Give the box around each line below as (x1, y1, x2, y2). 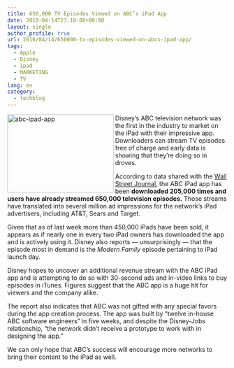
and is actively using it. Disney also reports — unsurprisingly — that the (7, 238, 213, 246)
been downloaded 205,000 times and (115, 187, 227, 195)
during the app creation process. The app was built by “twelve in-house (7, 309, 214, 318)
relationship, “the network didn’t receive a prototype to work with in (7, 325, 201, 332)
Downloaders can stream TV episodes (115, 136, 226, 144)
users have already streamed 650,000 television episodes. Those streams (7, 194, 227, 203)
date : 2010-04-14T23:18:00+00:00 (7, 17, 105, 24)
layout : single (7, 23, 52, 30)
